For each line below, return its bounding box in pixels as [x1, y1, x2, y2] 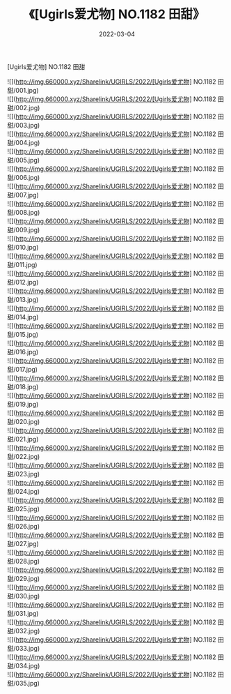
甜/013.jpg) [7, 295, 39, 303]
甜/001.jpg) [7, 86, 40, 94]
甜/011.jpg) [7, 260, 38, 269]
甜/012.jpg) [7, 278, 39, 286]
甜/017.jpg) [7, 365, 38, 373]
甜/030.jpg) [7, 591, 40, 600]
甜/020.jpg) [7, 417, 40, 425]
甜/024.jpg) [7, 487, 40, 495]
